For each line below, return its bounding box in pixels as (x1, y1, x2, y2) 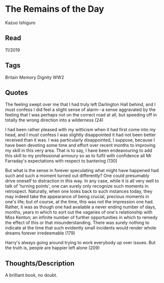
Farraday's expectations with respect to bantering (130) (5, 158, 118, 164)
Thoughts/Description (5, 259, 75, 267)
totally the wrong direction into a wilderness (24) (5, 117, 104, 123)
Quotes (5, 88, 28, 97)
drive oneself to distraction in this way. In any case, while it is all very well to (5, 178, 159, 184)
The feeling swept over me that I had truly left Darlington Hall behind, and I (5, 102, 156, 108)
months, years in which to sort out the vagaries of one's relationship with (5, 209, 153, 215)
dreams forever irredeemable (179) (5, 230, 75, 236)
